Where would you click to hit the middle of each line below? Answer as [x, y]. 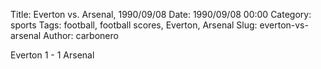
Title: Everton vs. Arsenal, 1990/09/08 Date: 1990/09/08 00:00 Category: [161, 14]
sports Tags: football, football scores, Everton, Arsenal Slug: [134, 25]
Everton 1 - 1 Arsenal [52, 55]
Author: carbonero [81, 35]
